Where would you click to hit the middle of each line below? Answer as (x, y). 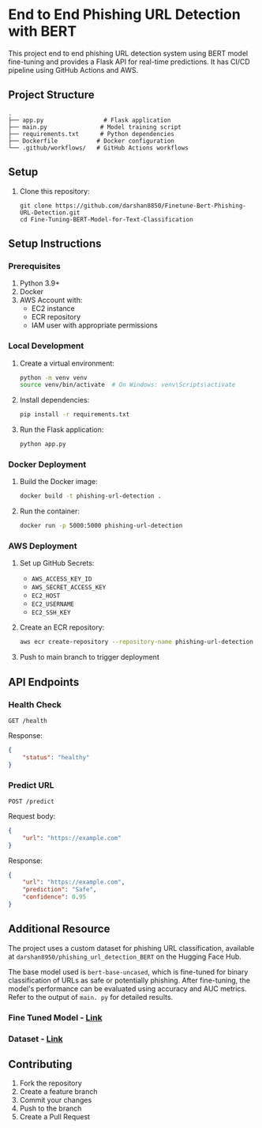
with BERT (43, 31)
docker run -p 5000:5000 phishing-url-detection (101, 526)
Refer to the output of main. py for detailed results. (91, 997)
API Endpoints (44, 682)
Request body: (32, 816)
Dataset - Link (36, 1039)
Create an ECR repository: (62, 627)
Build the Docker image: (59, 482)
